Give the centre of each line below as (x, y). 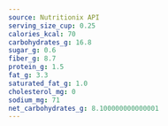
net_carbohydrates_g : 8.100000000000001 (84, 108)
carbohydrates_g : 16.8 (50, 42)
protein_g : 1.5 (36, 67)
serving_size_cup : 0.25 (52, 26)
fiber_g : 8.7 (32, 59)
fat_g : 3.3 (28, 75)
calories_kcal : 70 (42, 34)
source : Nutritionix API (54, 17)
